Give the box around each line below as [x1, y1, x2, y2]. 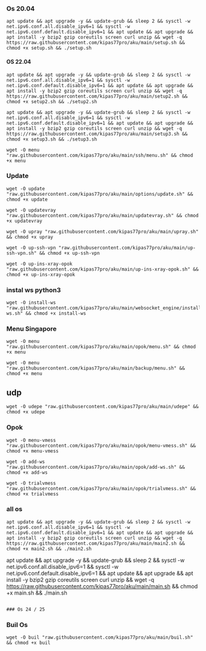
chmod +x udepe [6, 409, 45, 415]
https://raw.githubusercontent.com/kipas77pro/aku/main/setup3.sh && [6, 131, 188, 137]
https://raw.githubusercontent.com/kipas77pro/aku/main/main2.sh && [6, 540, 185, 547]
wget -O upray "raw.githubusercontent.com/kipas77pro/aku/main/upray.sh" [6, 228, 199, 234]
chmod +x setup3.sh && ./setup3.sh [6, 136, 97, 142]
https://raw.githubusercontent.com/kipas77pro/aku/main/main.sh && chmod [6, 582, 198, 590]
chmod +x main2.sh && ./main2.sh [6, 545, 92, 552]
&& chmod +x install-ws [25, 310, 86, 317]
